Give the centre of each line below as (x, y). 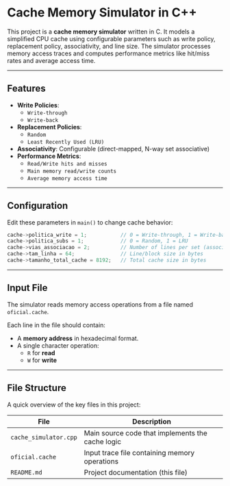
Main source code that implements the (145, 433)
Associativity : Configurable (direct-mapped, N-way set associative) (113, 149)
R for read (41, 353)
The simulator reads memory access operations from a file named (100, 304)
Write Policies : (38, 105)
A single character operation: (58, 345)
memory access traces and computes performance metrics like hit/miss (108, 53)
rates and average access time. (51, 60)
